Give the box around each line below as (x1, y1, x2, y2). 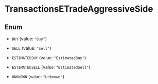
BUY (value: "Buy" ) (11, 36, 47, 42)
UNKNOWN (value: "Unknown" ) (11, 74, 64, 79)
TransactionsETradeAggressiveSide (4, 3, 154, 15)
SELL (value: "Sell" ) (11, 45, 52, 51)
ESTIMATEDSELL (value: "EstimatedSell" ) (11, 64, 90, 70)
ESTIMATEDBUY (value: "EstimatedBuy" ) (11, 55, 86, 61)
